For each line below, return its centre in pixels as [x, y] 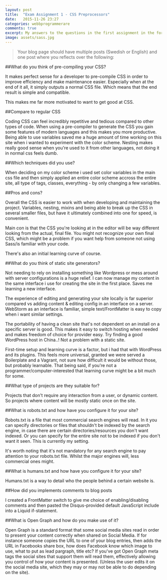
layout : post [19, 10]
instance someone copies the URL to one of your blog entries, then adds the [83, 540]
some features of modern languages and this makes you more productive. [81, 132]
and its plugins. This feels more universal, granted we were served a [75, 355]
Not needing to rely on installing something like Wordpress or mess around [82, 273]
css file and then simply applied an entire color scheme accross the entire [81, 178]
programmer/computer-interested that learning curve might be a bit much [81, 371]
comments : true [21, 28]
